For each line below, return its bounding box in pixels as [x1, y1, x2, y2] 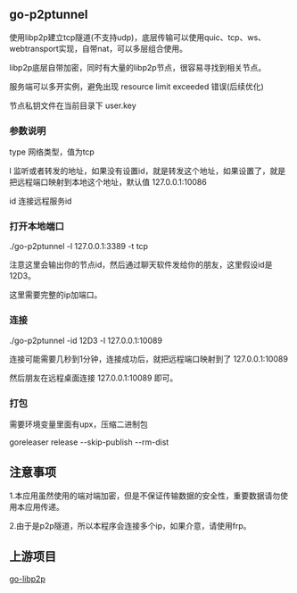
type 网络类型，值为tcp [9, 146, 95, 157]
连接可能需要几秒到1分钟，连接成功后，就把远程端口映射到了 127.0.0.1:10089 [9, 353, 288, 364]
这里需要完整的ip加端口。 [9, 289, 103, 300]
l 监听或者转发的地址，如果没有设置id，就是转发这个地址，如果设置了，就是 [9, 165, 286, 177]
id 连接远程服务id [9, 196, 72, 206]
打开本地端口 [9, 221, 65, 233]
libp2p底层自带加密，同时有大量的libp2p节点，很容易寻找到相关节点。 [9, 62, 267, 72]
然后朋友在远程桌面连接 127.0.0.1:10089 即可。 [9, 372, 178, 383]
